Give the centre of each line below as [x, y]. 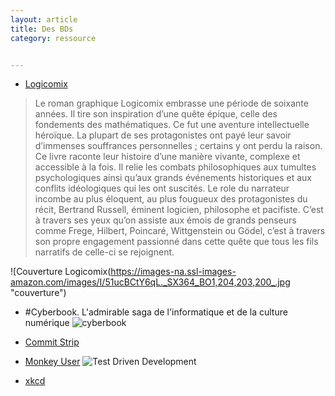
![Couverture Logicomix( [61, 272]
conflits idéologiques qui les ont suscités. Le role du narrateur [162, 188]
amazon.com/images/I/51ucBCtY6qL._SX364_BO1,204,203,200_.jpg [150, 282]
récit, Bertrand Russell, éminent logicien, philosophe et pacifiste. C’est [179, 210]
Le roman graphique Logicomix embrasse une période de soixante [171, 103]
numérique [47, 323]
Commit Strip [52, 342]
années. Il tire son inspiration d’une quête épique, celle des [156, 114]
